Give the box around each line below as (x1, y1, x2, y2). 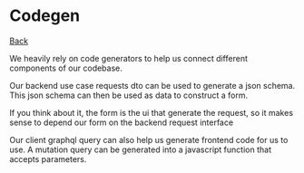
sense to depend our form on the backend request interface (9, 117, 234, 128)
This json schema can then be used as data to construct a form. (9, 90, 249, 101)
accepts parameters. (9, 153, 87, 164)
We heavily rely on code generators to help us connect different (9, 53, 248, 63)
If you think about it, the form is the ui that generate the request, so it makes (9, 107, 293, 118)
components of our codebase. (9, 62, 123, 73)
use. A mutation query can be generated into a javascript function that (9, 144, 272, 155)
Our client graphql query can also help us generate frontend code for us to (9, 134, 289, 145)
